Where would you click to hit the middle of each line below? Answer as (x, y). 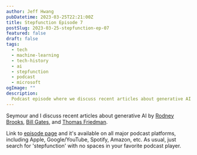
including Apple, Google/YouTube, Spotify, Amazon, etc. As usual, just (91, 139)
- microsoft (26, 83)
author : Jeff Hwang (30, 11)
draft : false (22, 39)
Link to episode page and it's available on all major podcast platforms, (91, 133)
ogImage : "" (21, 88)
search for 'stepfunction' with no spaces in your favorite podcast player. (94, 146)
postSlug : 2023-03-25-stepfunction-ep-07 (58, 28)
